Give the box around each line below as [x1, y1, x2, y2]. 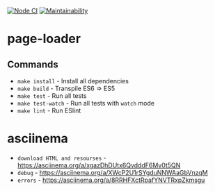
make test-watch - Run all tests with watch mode [17, 99, 155, 107]
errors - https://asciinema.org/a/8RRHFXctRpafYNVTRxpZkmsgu [17, 176, 205, 184]
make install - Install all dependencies [17, 77, 129, 85]
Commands [7, 58, 59, 70]
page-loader [7, 31, 81, 47]
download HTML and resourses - [17, 153, 106, 162]
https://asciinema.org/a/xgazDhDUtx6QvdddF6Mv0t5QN [17, 160, 181, 169]
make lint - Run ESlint [17, 106, 81, 115]
